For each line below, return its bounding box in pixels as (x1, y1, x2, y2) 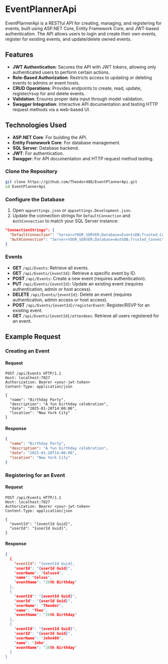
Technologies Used (5, 121, 66, 130)
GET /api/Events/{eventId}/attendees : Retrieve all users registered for (12, 312, 159, 318)
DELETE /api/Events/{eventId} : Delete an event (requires (12, 291, 132, 297)
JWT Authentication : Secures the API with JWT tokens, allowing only (12, 64, 156, 70)
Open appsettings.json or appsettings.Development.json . (12, 207, 132, 213)
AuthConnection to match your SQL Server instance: (12, 218, 119, 224)
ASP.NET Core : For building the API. (12, 134, 87, 140)
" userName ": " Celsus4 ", (14, 570, 64, 575)
